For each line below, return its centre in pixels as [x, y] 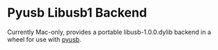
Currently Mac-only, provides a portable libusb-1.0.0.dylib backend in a [109, 32]
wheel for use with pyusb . [44, 39]
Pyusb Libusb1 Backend [77, 13]
